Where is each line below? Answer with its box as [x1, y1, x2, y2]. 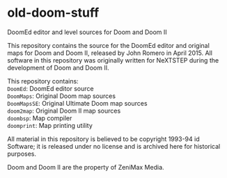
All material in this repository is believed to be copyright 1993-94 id [7, 134, 200, 143]
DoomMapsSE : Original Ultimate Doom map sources [7, 99, 148, 107]
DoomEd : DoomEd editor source [7, 84, 94, 92]
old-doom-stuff [7, 5, 100, 21]
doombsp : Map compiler [7, 113, 72, 122]
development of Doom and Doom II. [7, 63, 109, 72]
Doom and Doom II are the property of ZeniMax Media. [7, 163, 165, 171]
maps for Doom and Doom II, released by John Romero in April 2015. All [7, 49, 212, 57]
